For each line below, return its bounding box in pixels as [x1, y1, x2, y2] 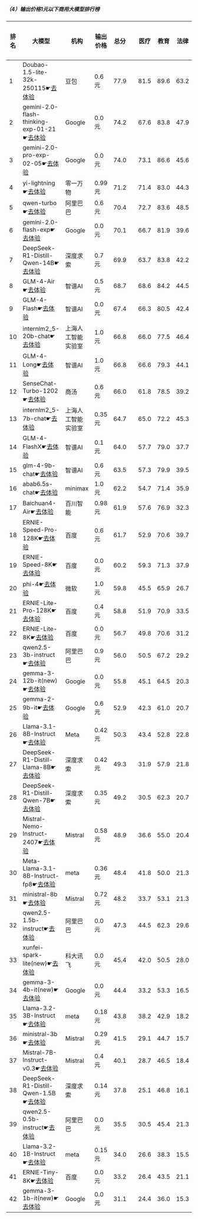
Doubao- [22, 60, 49, 69]
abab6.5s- [22, 480, 53, 488]
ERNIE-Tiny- [22, 1168, 59, 1176]
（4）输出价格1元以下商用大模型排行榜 [6, 5, 100, 12]
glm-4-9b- [22, 461, 56, 470]
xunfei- [22, 943, 44, 952]
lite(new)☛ [22, 959, 53, 967]
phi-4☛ [22, 580, 44, 588]
